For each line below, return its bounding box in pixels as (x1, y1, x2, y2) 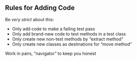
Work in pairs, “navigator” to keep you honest (5, 50, 96, 56)
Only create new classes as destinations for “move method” (12, 41, 132, 47)
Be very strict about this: (5, 16, 54, 22)
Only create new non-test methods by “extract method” (12, 36, 123, 42)
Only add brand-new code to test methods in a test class (12, 31, 126, 37)
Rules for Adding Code (5, 4, 75, 12)
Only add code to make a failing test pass (12, 26, 95, 32)
